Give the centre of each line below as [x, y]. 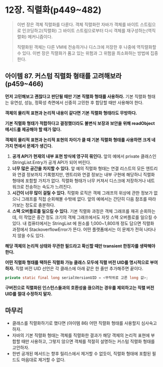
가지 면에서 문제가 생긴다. [29, 146]
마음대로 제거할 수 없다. [43, 360]
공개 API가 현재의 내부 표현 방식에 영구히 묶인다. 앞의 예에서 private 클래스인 [84, 156]
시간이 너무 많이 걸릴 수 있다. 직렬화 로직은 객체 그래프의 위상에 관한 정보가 [82, 193]
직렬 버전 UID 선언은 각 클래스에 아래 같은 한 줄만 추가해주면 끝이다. [79, 268]
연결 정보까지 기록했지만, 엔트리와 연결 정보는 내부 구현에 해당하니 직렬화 [86, 174]
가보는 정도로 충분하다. [34, 205]
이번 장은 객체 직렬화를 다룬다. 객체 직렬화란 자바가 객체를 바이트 [78, 24]
